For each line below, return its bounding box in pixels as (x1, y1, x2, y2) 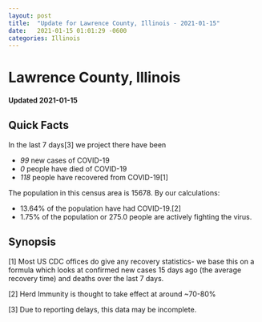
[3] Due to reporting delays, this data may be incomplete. (8, 304, 197, 314)
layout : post (8, 11, 52, 20)
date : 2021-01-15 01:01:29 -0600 (8, 26, 127, 34)
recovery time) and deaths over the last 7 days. (8, 273, 164, 283)
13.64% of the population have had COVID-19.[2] (19, 203, 182, 213)
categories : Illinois (8, 34, 81, 42)
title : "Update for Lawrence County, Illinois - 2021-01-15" (8, 19, 220, 27)
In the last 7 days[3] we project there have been (8, 139, 167, 149)
